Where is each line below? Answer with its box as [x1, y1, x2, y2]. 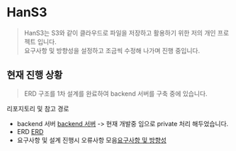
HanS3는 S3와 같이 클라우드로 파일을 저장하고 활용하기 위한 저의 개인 [23, 28, 216, 37]
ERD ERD [16, 127, 44, 135]
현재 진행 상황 [6, 69, 63, 82]
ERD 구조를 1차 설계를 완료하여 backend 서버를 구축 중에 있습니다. [23, 89, 208, 98]
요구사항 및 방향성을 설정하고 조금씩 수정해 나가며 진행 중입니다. [23, 46, 200, 55]
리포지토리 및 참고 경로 [6, 104, 69, 113]
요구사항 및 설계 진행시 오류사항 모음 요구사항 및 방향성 [16, 135, 167, 144]
